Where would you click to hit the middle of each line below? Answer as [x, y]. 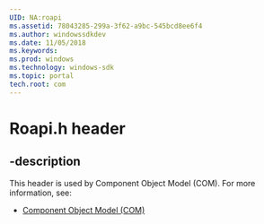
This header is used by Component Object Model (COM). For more [132, 183]
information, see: [40, 193]
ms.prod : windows [42, 59]
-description [45, 162]
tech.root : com [38, 84]
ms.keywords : [34, 51]
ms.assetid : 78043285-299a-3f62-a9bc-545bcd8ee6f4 [106, 26]
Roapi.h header [67, 129]
